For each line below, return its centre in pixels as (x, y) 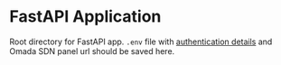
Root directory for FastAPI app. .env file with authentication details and (141, 42)
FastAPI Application (85, 17)
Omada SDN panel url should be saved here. (92, 51)
